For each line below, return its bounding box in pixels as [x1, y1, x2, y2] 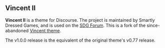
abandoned [5, 27, 29, 34]
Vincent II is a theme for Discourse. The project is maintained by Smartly [5, 17, 155, 23]
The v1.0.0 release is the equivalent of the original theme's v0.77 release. [5, 37, 156, 43]
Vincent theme [29, 27, 60, 34]
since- [146, 22, 160, 28]
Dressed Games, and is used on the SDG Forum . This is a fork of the [5, 22, 146, 28]
